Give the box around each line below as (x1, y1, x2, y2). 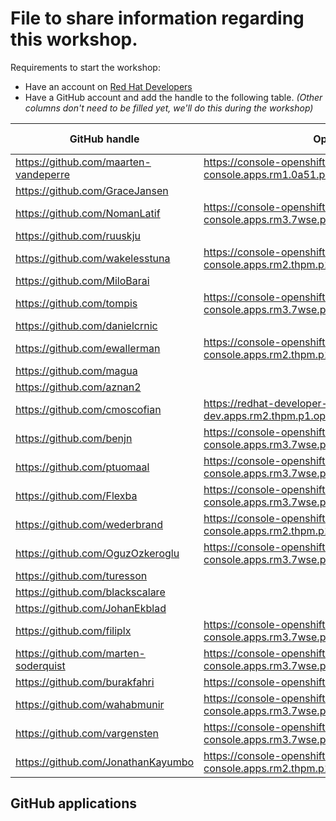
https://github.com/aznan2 (15, 380, 142, 394)
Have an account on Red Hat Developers (24, 80, 193, 92)
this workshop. (10, 28, 138, 51)
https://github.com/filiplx (15, 623, 132, 637)
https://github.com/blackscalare (15, 585, 166, 599)
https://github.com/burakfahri (15, 675, 155, 689)
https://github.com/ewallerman (15, 341, 161, 355)
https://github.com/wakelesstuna (15, 251, 171, 265)
